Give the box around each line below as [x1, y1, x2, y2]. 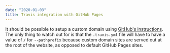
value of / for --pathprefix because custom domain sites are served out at [5, 36, 162, 43]
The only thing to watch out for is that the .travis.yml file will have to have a [5, 31, 165, 37]
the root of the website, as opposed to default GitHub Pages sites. [5, 42, 144, 48]
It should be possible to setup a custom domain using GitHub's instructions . [5, 26, 163, 32]
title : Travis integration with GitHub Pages [5, 12, 103, 17]
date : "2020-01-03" [5, 7, 47, 13]
